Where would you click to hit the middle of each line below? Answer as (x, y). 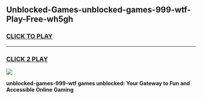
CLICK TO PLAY (29, 37)
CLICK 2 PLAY (27, 59)
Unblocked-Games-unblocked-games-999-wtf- (99, 10)
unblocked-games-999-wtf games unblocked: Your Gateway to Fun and (98, 83)
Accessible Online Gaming (40, 89)
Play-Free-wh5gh (40, 19)
